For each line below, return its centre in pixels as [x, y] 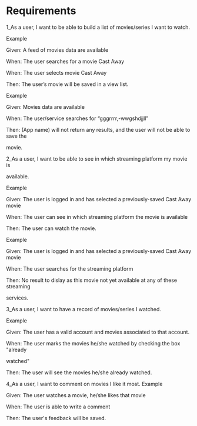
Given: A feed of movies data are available [57, 50]
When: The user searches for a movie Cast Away [65, 61]
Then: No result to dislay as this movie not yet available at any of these [92, 280]
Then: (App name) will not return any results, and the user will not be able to [98, 129]
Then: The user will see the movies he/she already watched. [79, 372]
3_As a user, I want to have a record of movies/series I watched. [84, 309]
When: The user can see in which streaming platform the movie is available [97, 217]
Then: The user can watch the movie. [51, 228]
